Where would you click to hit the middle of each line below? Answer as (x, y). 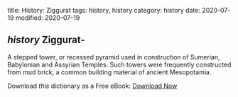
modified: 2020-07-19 (48, 18)
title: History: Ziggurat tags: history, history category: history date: (104, 10)
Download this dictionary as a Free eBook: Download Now (92, 86)
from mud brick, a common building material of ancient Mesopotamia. (109, 72)
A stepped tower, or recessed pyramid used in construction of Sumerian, (114, 57)
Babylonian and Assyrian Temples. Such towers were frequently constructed (119, 64)
